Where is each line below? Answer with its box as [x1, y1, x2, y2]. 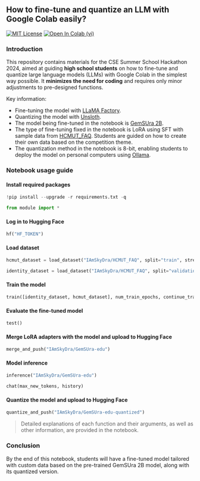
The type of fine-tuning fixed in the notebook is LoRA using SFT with [14, 126, 183, 133]
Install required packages [6, 181, 71, 188]
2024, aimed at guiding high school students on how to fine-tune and [6, 65, 179, 72]
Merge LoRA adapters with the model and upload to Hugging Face [6, 333, 173, 340]
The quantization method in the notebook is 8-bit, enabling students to [14, 145, 188, 152]
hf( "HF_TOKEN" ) [6, 231, 44, 238]
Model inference [6, 359, 48, 366]
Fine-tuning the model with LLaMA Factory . [14, 107, 121, 114]
